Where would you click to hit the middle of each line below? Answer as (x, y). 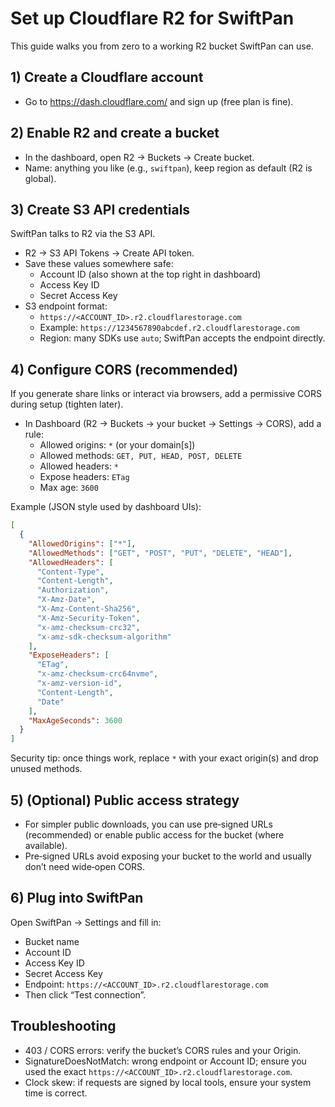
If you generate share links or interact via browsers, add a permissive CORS (166, 394)
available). (46, 845)
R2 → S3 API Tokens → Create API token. (109, 253)
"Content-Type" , (70, 572)
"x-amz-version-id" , (79, 683)
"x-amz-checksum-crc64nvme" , (97, 674)
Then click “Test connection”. (85, 994)
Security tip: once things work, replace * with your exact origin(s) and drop (164, 758)
